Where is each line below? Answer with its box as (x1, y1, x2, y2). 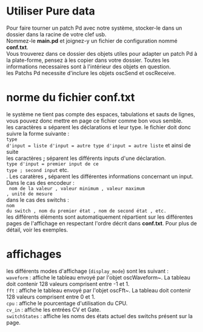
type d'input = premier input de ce (6, 161, 99, 167)
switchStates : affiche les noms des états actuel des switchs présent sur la (6, 312, 193, 319)
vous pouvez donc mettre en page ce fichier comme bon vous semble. (6, 117, 183, 124)
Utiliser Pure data (6, 4, 96, 18)
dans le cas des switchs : (6, 196, 70, 204)
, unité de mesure (6, 191, 53, 197)
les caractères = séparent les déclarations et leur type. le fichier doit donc (6, 123, 191, 131)
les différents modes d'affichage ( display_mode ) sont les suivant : (6, 267, 169, 274)
